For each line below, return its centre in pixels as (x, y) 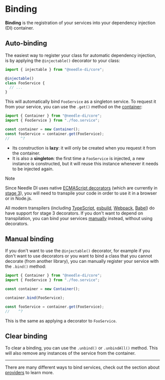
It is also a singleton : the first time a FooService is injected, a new (78, 158)
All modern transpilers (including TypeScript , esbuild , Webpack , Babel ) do (80, 208)
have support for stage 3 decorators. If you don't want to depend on (74, 213)
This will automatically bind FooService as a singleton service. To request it (81, 101)
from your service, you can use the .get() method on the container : (74, 107)
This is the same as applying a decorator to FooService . (61, 320)
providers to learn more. (29, 373)
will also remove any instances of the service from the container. (70, 353)
